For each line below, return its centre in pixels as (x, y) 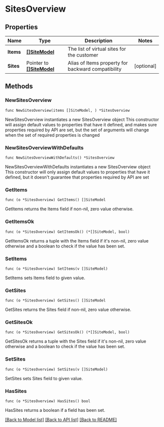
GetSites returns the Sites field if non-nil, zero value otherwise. (68, 310)
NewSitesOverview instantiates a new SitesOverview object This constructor (82, 119)
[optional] (145, 66)
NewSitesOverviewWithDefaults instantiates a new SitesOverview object (78, 166)
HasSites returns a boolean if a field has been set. (55, 410)
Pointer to (37, 63)
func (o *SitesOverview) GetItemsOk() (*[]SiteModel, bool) (68, 232)
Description (99, 41)
